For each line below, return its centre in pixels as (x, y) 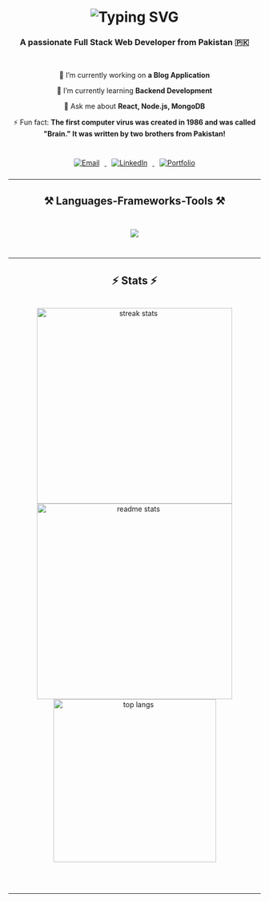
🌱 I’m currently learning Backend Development (134, 91)
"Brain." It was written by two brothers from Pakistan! (134, 134)
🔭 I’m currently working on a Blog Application (134, 75)
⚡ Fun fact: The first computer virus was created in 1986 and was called (134, 122)
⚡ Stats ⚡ (134, 280)
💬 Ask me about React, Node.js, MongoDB (134, 106)
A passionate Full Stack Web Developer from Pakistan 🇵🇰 (134, 43)
